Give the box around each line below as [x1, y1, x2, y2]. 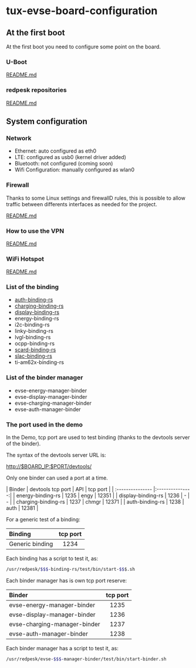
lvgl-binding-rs [14, 334, 51, 341]
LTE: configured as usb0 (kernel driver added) [14, 154, 126, 161]
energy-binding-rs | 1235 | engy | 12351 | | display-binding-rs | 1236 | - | [16, 492, 190, 499]
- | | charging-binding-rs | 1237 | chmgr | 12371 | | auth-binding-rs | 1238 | [6, 498, 184, 505]
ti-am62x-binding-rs [14, 359, 65, 366]
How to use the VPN [6, 227, 65, 235]
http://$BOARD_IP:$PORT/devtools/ [6, 463, 92, 470]
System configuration [6, 116, 87, 126]
